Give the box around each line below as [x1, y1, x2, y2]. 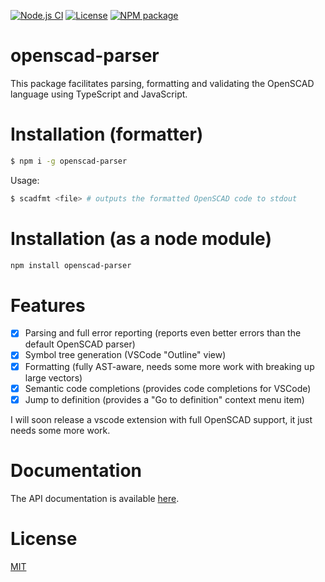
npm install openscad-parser [10, 260, 132, 270]
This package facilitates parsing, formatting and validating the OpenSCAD [10, 77, 315, 89]
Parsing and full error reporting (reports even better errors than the [24, 327, 302, 339]
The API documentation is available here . [10, 492, 180, 504]
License [10, 527, 78, 550]
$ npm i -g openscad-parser [10, 156, 128, 166]
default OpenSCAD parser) [24, 338, 136, 350]
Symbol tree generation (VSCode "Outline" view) [24, 349, 227, 361]
